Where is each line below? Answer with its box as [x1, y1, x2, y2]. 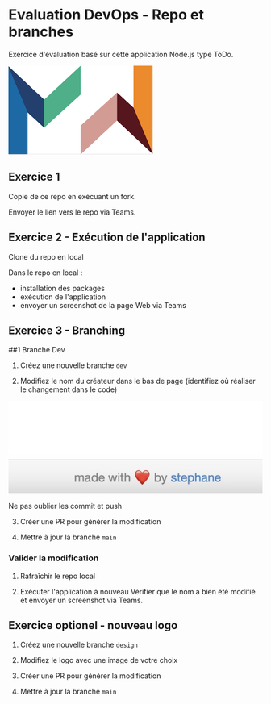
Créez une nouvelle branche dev [19, 360, 127, 370]
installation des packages [19, 283, 105, 293]
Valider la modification [8, 552, 99, 564]
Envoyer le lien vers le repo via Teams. [8, 207, 136, 217]
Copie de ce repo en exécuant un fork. [8, 191, 137, 201]
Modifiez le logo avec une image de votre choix [19, 656, 178, 665]
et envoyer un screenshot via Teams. [19, 595, 144, 605]
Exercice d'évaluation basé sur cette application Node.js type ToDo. [8, 49, 234, 59]
